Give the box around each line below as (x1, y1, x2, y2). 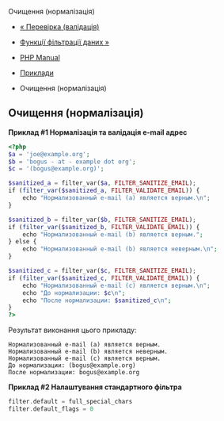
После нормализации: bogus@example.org (8, 369, 140, 377)
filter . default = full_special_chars (8, 398, 133, 406)
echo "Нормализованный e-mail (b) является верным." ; (22, 230, 203, 239)
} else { (8, 238, 37, 246)
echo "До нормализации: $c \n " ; (22, 289, 126, 297)
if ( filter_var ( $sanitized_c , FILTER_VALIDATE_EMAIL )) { (8, 274, 200, 282)
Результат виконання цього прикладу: (8, 325, 137, 335)
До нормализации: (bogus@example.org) (8, 362, 136, 369)
